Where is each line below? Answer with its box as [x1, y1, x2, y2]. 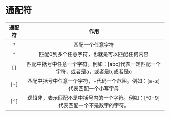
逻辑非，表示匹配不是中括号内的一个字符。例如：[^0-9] [27, 94, 160, 101]
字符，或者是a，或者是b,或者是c [55, 68, 132, 75]
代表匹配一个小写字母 [68, 85, 119, 92]
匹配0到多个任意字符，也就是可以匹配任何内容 [38, 51, 149, 58]
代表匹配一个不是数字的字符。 [58, 102, 130, 109]
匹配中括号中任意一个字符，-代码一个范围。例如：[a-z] [27, 77, 160, 84]
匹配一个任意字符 [73, 41, 114, 48]
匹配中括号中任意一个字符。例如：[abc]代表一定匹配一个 [26, 60, 161, 67]
